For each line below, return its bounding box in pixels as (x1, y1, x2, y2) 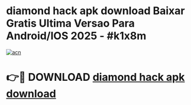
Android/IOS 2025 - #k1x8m (6, 29, 147, 42)
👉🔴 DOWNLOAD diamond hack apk (6, 71, 185, 84)
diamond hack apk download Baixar (6, 4, 185, 18)
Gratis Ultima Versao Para (6, 17, 135, 30)
